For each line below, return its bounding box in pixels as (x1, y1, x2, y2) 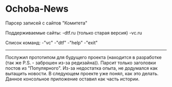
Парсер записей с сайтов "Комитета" (5, 20, 88, 26)
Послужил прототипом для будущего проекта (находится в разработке (5, 54, 162, 60)
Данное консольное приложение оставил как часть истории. (5, 76, 140, 82)
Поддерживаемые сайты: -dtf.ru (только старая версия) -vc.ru (5, 30, 142, 36)
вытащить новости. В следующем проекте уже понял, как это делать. (5, 70, 159, 76)
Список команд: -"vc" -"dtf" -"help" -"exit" (5, 39, 98, 46)
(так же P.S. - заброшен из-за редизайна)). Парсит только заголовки (5, 60, 156, 66)
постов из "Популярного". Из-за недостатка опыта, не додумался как (5, 65, 158, 71)
